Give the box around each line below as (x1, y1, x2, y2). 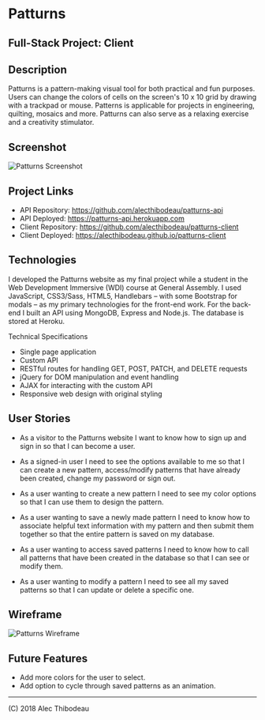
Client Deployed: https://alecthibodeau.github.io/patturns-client (19, 231, 226, 240)
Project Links (8, 184, 74, 198)
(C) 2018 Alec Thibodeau (8, 704, 89, 714)
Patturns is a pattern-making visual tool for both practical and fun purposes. (8, 84, 256, 93)
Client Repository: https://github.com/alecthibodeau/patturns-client (19, 222, 239, 232)
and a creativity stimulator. (8, 118, 95, 127)
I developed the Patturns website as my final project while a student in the (8, 274, 248, 284)
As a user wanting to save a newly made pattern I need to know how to (19, 512, 251, 522)
